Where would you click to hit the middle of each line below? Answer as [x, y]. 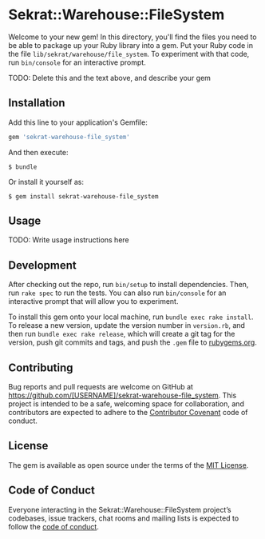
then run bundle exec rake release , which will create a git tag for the [122, 334]
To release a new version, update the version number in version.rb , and [127, 325]
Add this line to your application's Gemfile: [78, 122]
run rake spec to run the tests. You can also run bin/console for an [117, 293]
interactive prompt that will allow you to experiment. [93, 301]
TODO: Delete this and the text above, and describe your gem [110, 78]
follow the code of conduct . [54, 526]
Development [43, 265]
